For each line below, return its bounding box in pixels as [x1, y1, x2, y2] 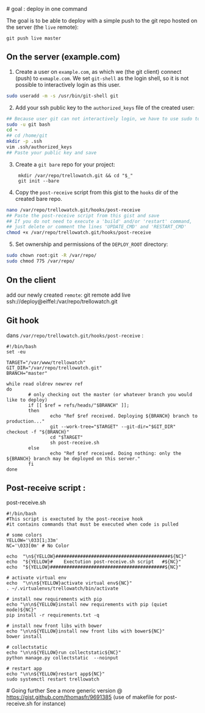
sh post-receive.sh [49, 440, 99, 446]
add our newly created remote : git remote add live [6, 291, 131, 299]
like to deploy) [6, 397, 48, 403]
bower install [6, 634, 43, 640]
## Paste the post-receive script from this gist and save [6, 212, 160, 219]
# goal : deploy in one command [6, 5, 87, 12]
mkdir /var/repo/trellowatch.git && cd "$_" [18, 172, 133, 179]
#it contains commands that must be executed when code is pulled [6, 521, 179, 527]
